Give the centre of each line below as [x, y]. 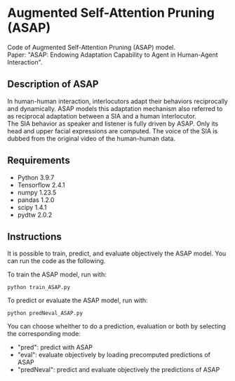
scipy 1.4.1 [32, 207]
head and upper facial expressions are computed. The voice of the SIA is [113, 131]
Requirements [39, 160]
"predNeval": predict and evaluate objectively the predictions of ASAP [119, 370]
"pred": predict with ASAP [55, 347]
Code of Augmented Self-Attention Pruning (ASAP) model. [92, 47]
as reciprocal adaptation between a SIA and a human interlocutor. [102, 116]
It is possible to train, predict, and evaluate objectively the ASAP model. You [117, 253]
